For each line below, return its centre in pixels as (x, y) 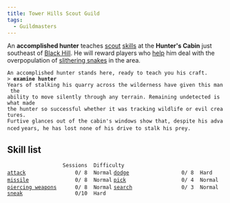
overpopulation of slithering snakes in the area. (74, 61)
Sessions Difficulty (94, 166)
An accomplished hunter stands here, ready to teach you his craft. (107, 73)
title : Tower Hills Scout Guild (53, 13)
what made (21, 103)
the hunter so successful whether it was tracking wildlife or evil (107, 109)
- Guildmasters (35, 26)
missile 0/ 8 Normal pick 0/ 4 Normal (113, 180)
